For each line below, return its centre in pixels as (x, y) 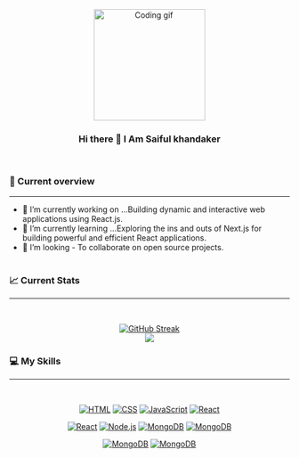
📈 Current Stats (44, 280)
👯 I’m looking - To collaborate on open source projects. (123, 247)
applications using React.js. (72, 218)
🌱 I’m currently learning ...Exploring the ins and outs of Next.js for (142, 228)
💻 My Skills (35, 361)
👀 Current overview (52, 182)
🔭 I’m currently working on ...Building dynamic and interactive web (143, 209)
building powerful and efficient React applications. (114, 237)
